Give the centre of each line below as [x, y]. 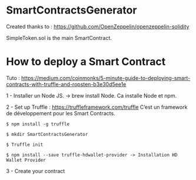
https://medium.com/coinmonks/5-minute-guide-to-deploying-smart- [106, 78]
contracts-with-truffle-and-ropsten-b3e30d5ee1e [66, 84]
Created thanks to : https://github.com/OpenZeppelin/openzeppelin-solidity [98, 26]
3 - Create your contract [36, 171]
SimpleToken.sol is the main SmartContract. [59, 38]
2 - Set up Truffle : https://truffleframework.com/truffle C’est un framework [97, 107]
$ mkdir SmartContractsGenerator [47, 134]
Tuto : [13, 78]
